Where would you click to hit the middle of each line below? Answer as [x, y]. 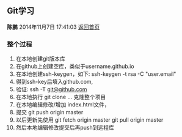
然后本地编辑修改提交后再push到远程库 [65, 128]
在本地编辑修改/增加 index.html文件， [63, 105]
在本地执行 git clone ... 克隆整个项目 [61, 97]
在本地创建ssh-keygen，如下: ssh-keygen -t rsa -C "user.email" [96, 74]
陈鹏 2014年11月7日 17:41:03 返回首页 [53, 27]
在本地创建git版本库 [41, 59]
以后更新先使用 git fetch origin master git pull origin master [89, 120]
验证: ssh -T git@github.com [51, 89]
